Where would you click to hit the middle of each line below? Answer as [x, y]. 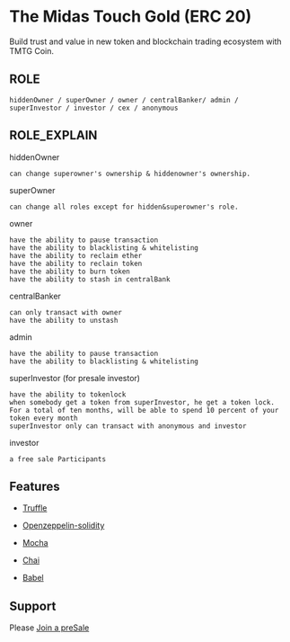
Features [35, 486]
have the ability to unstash [64, 320]
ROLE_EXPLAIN [53, 135]
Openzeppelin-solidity [63, 526]
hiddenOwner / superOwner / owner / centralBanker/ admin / [124, 100]
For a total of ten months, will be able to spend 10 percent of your [144, 410]
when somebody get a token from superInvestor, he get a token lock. [142, 402]
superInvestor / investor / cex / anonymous [94, 108]
